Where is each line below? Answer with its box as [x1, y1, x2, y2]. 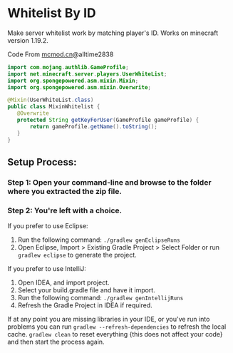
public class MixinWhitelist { [7, 103, 100, 111]
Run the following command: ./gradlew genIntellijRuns [17, 294, 184, 302]
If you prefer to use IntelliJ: [7, 265, 87, 273]
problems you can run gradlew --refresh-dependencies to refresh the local [7, 322, 227, 331]
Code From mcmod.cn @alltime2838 [7, 50, 114, 58]
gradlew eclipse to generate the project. [17, 251, 137, 260]
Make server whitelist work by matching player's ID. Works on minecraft [7, 29, 219, 37]
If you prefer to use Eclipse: [7, 222, 88, 230]
